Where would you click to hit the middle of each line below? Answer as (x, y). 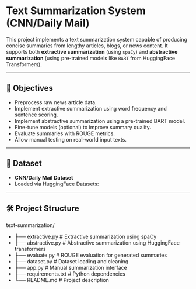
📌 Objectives (30, 88)
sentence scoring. (36, 115)
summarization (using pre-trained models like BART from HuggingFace (91, 58)
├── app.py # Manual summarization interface (71, 268)
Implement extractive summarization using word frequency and (91, 108)
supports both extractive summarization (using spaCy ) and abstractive (92, 51)
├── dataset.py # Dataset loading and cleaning (71, 262)
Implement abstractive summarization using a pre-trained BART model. (100, 121)
